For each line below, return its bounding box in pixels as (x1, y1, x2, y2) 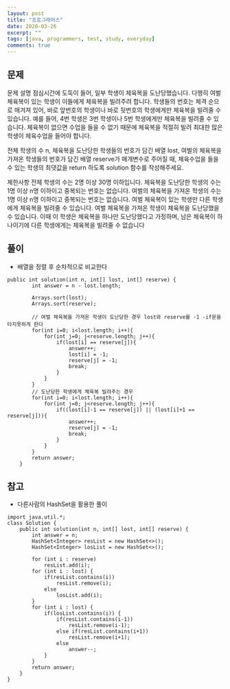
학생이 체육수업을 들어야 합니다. (7, 131, 92, 139)
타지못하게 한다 (7, 321, 43, 328)
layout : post (7, 10, 45, 17)
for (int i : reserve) (32, 556, 97, 563)
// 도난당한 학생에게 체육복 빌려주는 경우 (32, 388, 134, 395)
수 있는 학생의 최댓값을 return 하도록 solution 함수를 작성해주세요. (7, 163, 184, 172)
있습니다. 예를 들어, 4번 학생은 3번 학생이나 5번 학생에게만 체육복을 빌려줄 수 (7, 114, 212, 122)
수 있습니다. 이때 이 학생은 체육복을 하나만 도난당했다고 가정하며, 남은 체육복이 (7, 212, 216, 221)
